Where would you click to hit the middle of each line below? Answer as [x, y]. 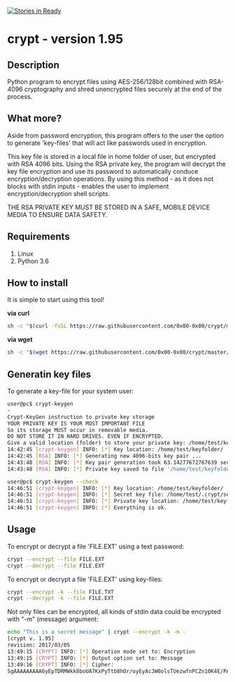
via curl [19, 313]
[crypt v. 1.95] [31, 639]
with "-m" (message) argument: [53, 619]
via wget [20, 340]
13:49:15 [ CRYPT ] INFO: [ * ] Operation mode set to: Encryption [101, 651]
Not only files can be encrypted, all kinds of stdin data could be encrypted [114, 612]
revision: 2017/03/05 [39, 645]
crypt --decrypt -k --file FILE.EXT [60, 599]
